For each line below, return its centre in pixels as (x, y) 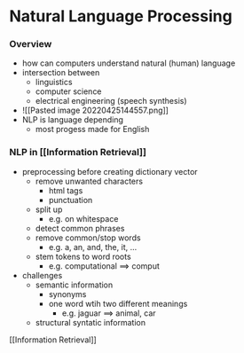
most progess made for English (92, 129)
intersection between (61, 73)
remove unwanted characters (89, 181)
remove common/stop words (88, 238)
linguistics (54, 82)
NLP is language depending (73, 120)
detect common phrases (80, 228)
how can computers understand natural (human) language (129, 63)
